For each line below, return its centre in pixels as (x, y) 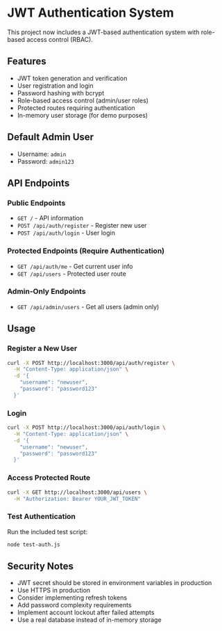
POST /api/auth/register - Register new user (82, 226)
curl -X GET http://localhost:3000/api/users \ (77, 492)
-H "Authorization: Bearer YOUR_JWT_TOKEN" (77, 499)
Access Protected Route (49, 478)
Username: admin (42, 154)
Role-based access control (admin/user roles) (83, 100)
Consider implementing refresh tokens (72, 598)
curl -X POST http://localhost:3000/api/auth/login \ (87, 428)
